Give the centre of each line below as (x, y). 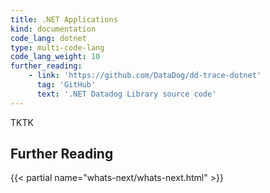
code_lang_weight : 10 (55, 57)
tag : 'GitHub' (66, 85)
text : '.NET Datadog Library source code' (126, 94)
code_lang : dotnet (48, 38)
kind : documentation (53, 29)
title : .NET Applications (64, 19)
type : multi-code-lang (57, 47)
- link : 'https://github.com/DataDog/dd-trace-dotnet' (145, 76)
